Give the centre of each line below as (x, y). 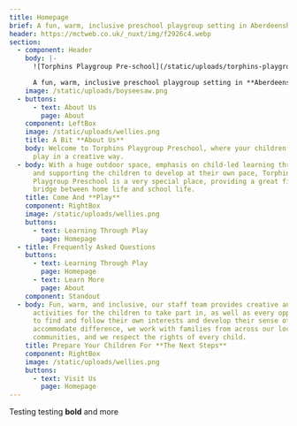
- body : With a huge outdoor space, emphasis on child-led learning (146, 164)
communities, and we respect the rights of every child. (140, 338)
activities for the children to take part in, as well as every (153, 313)
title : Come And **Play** (73, 198)
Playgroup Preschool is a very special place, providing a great (155, 181)
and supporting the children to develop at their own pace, (145, 173)
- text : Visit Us (65, 378)
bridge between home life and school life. (114, 190)
